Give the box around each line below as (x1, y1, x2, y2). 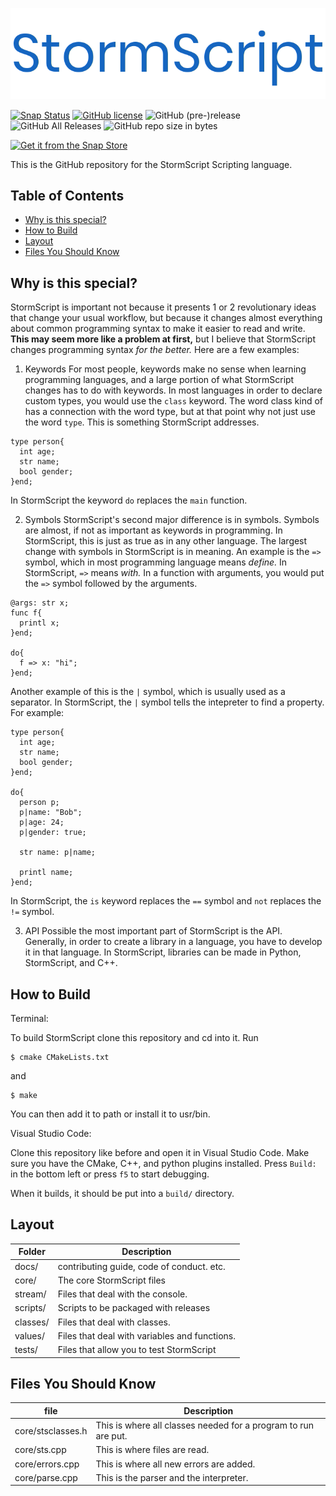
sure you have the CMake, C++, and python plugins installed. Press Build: (10, 1158, 317, 1170)
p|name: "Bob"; (19, 808, 83, 818)
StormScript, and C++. (24, 957, 118, 969)
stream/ (14, 1288, 47, 1300)
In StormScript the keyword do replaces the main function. (10, 494, 248, 507)
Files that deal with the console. (57, 1288, 188, 1300)
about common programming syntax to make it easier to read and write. (10, 323, 306, 335)
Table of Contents (10, 187, 125, 204)
